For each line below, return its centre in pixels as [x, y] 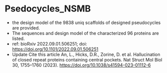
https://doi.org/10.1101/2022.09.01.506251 [55, 49]
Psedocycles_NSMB [48, 9]
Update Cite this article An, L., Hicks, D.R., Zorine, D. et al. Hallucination [86, 54]
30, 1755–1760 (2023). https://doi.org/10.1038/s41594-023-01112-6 [81, 65]
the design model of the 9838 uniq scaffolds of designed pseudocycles [86, 22]
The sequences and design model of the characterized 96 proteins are [86, 33]
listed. [18, 38]
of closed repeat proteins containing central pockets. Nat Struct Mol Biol [87, 59]
